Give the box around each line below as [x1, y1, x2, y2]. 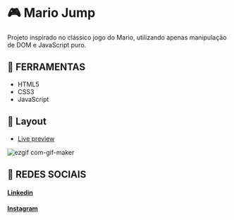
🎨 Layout [7, 115, 47, 127]
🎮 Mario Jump [7, 5, 96, 21]
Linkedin [7, 188, 33, 197]
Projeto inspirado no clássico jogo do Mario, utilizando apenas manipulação [7, 33, 227, 42]
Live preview [17, 134, 55, 143]
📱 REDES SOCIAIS [7, 168, 87, 180]
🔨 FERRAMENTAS [7, 61, 86, 74]
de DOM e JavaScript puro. [7, 40, 87, 49]
